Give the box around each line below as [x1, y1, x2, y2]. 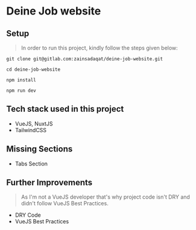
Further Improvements [6, 177, 93, 188]
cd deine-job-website [6, 66, 61, 72]
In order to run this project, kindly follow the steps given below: [21, 44, 178, 51]
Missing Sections [6, 144, 73, 155]
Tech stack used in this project [6, 104, 124, 114]
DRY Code [14, 211, 41, 219]
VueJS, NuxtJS [14, 120, 53, 127]
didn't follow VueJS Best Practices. [21, 200, 109, 207]
